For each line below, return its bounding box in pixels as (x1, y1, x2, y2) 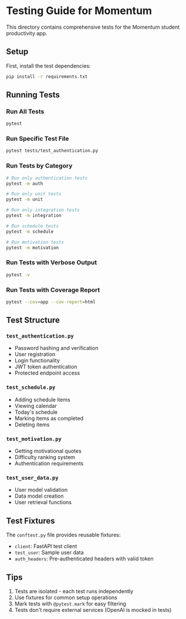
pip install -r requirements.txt (6, 73, 88, 80)
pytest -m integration (6, 213, 62, 219)
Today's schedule (14, 409, 58, 416)
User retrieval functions (14, 499, 72, 506)
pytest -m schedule (6, 229, 54, 234)
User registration (14, 351, 56, 358)
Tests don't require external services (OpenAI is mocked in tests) (14, 606, 172, 613)
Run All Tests (6, 107, 45, 115)
